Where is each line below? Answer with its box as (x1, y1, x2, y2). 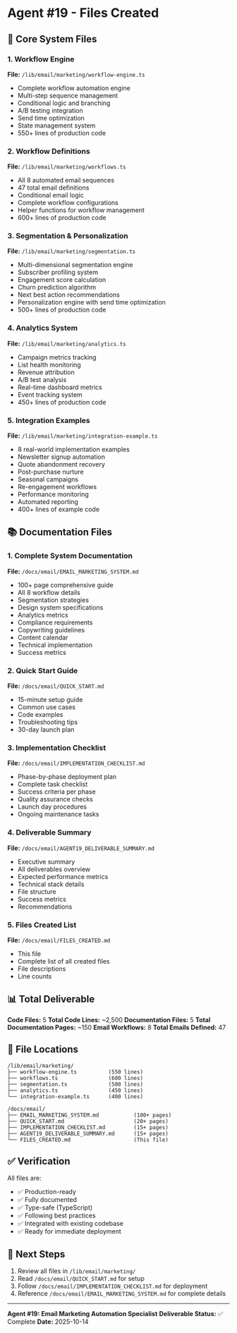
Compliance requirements (17, 618, 93, 627)
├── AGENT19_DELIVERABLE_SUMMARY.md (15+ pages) (7, 1130, 169, 1137)
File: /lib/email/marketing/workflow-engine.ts (7, 70, 145, 78)
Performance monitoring (17, 490, 90, 498)
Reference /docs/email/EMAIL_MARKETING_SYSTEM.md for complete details (17, 1289, 226, 1298)
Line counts (17, 971, 52, 981)
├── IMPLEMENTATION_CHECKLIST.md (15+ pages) (7, 1124, 169, 1131)
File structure (17, 887, 56, 896)
